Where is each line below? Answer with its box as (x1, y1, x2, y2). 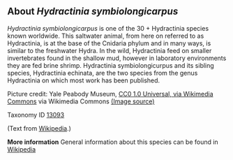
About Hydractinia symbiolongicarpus (7, 6, 179, 17)
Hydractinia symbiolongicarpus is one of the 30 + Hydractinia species (7, 24, 209, 32)
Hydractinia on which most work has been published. (7, 76, 160, 85)
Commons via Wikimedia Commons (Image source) (7, 97, 155, 106)
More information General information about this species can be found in (7, 138, 218, 146)
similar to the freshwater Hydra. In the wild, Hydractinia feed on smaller (7, 46, 212, 54)
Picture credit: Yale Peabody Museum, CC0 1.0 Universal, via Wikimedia (7, 89, 213, 98)
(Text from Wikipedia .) (7, 124, 72, 132)
